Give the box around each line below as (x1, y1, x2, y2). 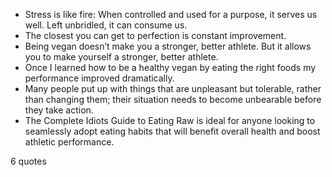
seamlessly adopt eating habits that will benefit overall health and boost (24, 125, 321, 137)
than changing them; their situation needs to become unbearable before (24, 94, 322, 105)
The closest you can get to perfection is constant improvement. (24, 30, 287, 41)
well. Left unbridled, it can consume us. (24, 19, 188, 31)
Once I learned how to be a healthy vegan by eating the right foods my (24, 62, 317, 73)
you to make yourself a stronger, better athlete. (24, 51, 219, 63)
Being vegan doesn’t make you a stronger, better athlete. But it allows (24, 40, 312, 52)
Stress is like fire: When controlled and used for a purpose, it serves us (24, 9, 318, 20)
